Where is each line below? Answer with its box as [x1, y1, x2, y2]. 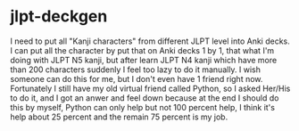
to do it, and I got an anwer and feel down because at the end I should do [10, 92, 279, 103]
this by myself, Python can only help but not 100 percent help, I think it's [10, 102, 276, 112]
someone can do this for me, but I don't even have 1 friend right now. [10, 73, 263, 84]
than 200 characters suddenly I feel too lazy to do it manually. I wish [10, 64, 262, 75]
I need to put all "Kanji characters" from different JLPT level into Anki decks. [10, 36, 291, 46]
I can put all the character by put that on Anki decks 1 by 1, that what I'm [10, 45, 275, 55]
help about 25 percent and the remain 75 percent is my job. [10, 111, 228, 122]
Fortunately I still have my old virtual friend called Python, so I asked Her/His [10, 83, 291, 94]
